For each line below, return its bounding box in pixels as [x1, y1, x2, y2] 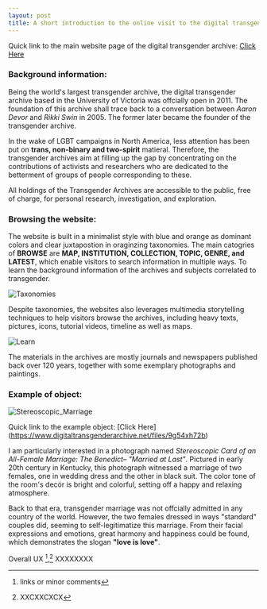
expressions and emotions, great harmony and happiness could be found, [8, 529, 250, 538]
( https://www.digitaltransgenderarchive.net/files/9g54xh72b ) [8, 430, 208, 441]
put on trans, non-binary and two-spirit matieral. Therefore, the [8, 145, 219, 154]
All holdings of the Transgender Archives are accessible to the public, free [8, 185, 252, 195]
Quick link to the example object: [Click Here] [8, 422, 157, 432]
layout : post [8, 11, 52, 20]
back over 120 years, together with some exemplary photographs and [8, 360, 236, 370]
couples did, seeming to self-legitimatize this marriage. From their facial [8, 521, 244, 530]
